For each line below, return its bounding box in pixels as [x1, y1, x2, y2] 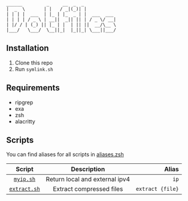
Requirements [6, 83, 60, 93]
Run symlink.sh [14, 65, 53, 72]
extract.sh [9, 185, 40, 193]
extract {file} [135, 185, 180, 193]
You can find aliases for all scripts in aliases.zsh [6, 151, 124, 158]
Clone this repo [14, 59, 53, 66]
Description [71, 165, 105, 173]
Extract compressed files [53, 185, 123, 193]
